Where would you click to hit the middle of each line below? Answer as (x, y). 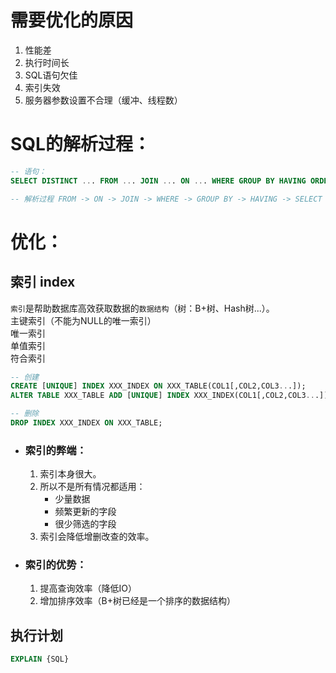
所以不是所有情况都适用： (92, 487)
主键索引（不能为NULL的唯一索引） (83, 320)
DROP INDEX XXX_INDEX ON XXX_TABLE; (86, 423)
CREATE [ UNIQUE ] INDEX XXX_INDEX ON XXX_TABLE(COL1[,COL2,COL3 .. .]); (158, 386)
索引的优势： (55, 565)
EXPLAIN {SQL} (40, 659)
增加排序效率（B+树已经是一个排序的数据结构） (138, 601)
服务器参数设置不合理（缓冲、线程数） (103, 100)
